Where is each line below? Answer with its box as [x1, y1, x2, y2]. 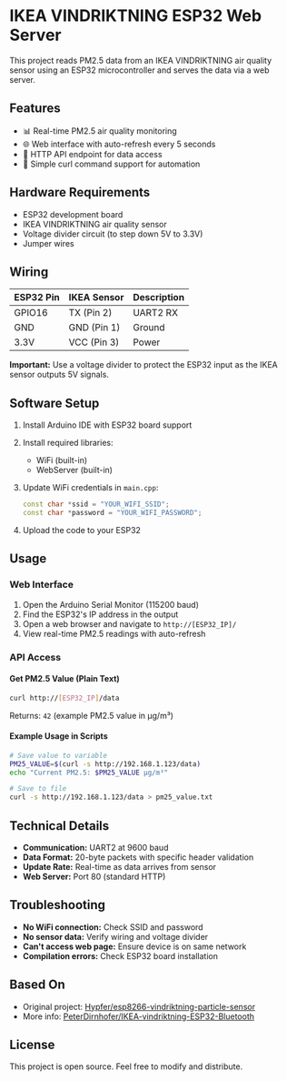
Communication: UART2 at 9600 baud [22, 843, 169, 854]
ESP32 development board [22, 208, 124, 219]
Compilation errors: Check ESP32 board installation [22, 950, 218, 961]
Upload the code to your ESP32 [22, 524, 141, 535]
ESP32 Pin [14, 291, 61, 304]
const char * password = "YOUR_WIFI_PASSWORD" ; [22, 509, 203, 518]
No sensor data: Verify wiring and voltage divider [22, 931, 209, 942]
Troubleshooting [9, 897, 106, 913]
